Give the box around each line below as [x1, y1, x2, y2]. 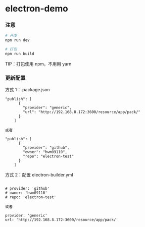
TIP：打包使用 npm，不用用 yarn [5, 60, 72, 67]
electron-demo [5, 3, 68, 14]
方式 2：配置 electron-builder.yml [5, 172, 73, 178]
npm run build [5, 52, 35, 57]
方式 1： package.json [5, 87, 50, 93]
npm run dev [5, 38, 30, 43]
